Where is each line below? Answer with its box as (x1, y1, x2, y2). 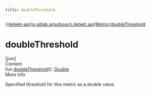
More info (5, 71, 26, 77)
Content (5, 61, 22, 67)
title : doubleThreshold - (5, 7, 60, 13)
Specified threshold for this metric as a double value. (5, 81, 115, 87)
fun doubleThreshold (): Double (5, 66, 69, 72)
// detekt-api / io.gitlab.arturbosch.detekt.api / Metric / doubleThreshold (5, 21, 145, 27)
